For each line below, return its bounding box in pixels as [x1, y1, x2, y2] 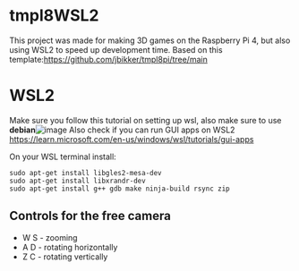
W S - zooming [21, 232, 78, 242]
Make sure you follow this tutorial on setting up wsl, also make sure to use [9, 114, 282, 125]
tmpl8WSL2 [9, 5, 99, 26]
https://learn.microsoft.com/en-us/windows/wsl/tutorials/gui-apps [9, 133, 254, 144]
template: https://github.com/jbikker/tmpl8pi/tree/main [9, 54, 208, 64]
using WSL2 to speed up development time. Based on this [9, 44, 223, 55]
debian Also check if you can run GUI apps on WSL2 [9, 124, 235, 135]
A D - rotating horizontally [21, 241, 118, 252]
